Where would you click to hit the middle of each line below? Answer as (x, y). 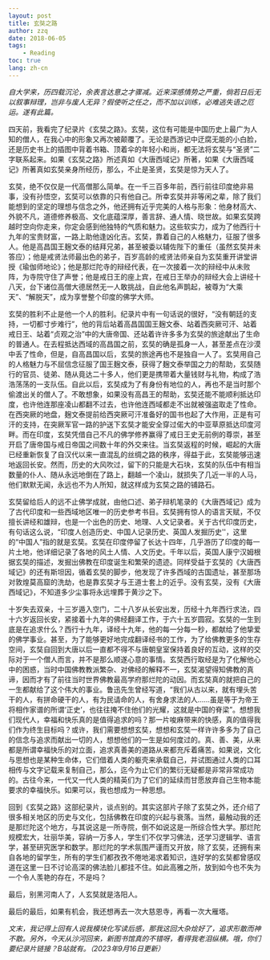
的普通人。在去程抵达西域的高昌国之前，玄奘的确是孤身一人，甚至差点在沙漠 (135, 344)
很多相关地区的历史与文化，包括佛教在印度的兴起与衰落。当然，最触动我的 (131, 817)
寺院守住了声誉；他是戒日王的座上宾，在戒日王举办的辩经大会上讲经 (141, 276)
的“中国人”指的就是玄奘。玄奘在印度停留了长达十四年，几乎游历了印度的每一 (134, 541)
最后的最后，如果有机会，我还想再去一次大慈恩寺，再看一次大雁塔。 (121, 911)
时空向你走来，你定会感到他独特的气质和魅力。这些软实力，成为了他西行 (134, 227)
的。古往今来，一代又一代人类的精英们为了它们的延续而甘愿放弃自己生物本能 (135, 779)
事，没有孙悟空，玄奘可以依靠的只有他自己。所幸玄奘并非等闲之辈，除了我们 (135, 196)
